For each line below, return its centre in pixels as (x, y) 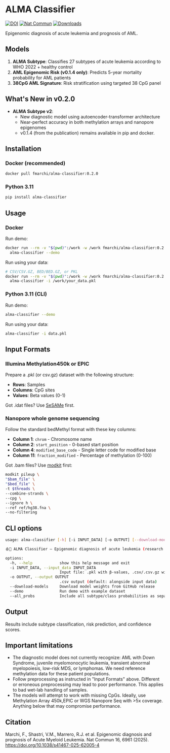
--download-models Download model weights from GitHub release (82, 587)
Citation (18, 722)
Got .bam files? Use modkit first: (39, 465)
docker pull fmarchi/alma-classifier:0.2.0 (52, 174)
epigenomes (33, 127)
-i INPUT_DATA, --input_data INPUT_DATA (53, 568)
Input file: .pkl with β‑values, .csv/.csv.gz (109, 572)
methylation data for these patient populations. (61, 674)
